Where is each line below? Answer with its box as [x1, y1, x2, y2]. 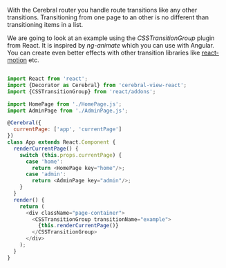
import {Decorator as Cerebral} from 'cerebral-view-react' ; [7, 82, 187, 88]
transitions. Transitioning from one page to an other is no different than [7, 13, 209, 21]
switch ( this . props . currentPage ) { [19, 151, 122, 158]
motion [7, 56, 28, 64]
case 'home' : [25, 158, 64, 165]
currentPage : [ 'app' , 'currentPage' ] [13, 126, 122, 133]
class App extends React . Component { [7, 139, 116, 146]
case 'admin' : [25, 171, 67, 178]
